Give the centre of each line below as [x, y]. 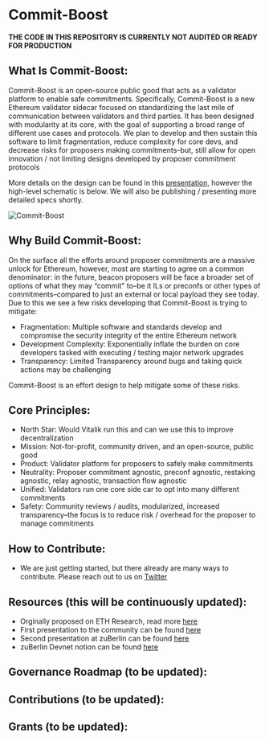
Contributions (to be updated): [86, 700]
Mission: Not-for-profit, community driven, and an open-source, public [137, 447]
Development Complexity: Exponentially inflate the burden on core [130, 344]
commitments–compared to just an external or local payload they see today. [134, 294]
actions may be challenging [65, 369]
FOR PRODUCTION [40, 45]
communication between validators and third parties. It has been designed [131, 116]
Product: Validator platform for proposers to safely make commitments [137, 464]
